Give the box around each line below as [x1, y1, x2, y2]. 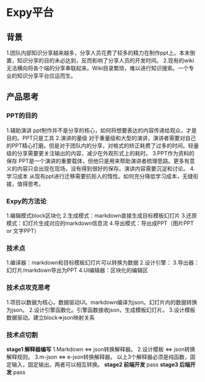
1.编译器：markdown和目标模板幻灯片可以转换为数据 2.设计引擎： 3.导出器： [6, 259, 199, 266]
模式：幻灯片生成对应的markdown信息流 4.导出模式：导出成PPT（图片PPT [6, 219, 194, 227]
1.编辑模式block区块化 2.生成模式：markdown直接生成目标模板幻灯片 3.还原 [6, 211, 198, 219]
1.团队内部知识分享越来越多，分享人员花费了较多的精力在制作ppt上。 [6, 50, 179, 56]
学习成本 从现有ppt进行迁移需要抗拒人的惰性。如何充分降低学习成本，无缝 [6, 172, 193, 180]
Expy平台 [6, 6, 54, 20]
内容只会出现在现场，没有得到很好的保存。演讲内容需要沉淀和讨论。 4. [17, 164, 195, 172]
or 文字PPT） [6, 227, 40, 234]
